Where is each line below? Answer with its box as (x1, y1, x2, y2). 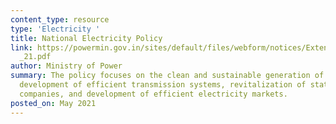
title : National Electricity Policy (10, 33, 163, 43)
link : (10, 42, 33, 53)
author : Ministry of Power (10, 61, 123, 71)
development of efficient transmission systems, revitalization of (19, 80, 307, 90)
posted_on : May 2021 (10, 98, 97, 108)
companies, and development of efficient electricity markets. (19, 89, 288, 99)
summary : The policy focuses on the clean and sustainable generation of (10, 71, 325, 81)
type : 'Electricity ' (10, 24, 101, 34)
